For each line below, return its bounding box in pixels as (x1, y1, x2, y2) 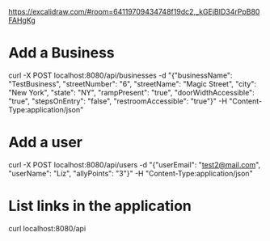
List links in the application (8, 197, 192, 215)
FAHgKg (8, 15, 36, 25)
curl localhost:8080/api (8, 223, 86, 233)
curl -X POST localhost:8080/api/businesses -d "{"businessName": (8, 70, 233, 80)
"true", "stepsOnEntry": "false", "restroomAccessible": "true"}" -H (8, 96, 228, 106)
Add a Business (8, 44, 115, 62)
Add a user (8, 133, 83, 152)
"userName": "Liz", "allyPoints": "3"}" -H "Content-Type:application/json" (8, 168, 253, 178)
